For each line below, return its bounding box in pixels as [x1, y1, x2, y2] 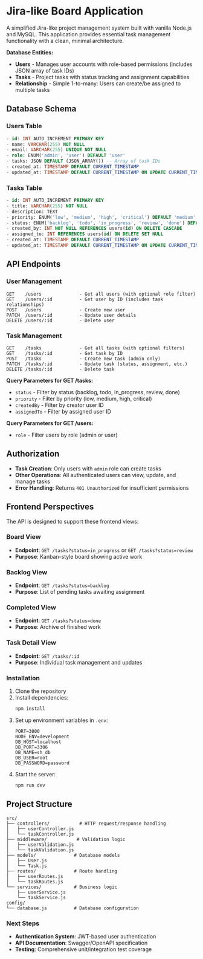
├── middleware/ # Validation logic [6, 836, 126, 842]
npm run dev [14, 782, 45, 788]
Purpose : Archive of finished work [14, 623, 101, 631]
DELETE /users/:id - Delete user [6, 317, 115, 323]
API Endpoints [6, 259, 61, 270]
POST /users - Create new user [6, 307, 126, 313]
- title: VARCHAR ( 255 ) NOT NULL [6, 203, 88, 209]
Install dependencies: [14, 694, 69, 701]
